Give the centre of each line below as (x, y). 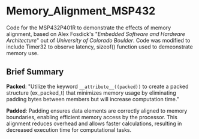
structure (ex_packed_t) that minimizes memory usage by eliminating (91, 93)
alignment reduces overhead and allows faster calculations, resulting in (94, 123)
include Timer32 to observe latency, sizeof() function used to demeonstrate (99, 47)
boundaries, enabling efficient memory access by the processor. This (92, 117)
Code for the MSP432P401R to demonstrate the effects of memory (89, 28)
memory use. (22, 53)
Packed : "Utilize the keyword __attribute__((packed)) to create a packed (97, 86)
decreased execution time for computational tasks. (69, 129)
